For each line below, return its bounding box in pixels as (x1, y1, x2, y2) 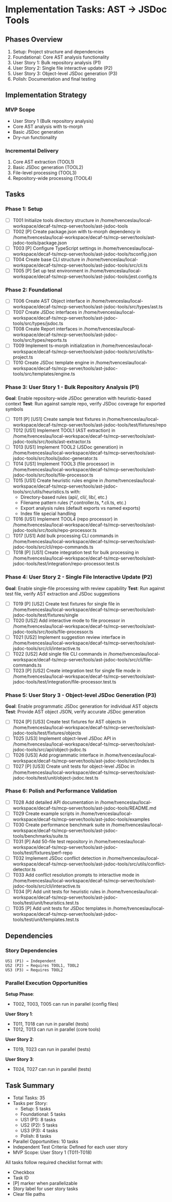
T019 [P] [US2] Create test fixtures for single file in (12, 600, 120, 607)
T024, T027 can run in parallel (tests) (12, 1066, 91, 1072)
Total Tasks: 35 (12, 1095, 45, 1101)
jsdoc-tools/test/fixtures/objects (12, 730, 81, 736)
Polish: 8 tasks (20, 1133, 51, 1139)
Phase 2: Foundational (5, 286, 63, 293)
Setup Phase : (5, 991, 34, 997)
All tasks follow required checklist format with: (5, 1159, 103, 1166)
